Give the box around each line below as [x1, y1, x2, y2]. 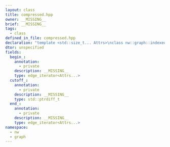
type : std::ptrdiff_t [14, 96, 60, 102]
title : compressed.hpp [5, 12, 53, 17]
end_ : [10, 102, 22, 107]
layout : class [5, 7, 35, 13]
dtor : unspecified [5, 45, 44, 50]
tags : [5, 26, 17, 31]
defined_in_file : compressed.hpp [5, 36, 76, 41]
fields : [5, 50, 22, 55]
